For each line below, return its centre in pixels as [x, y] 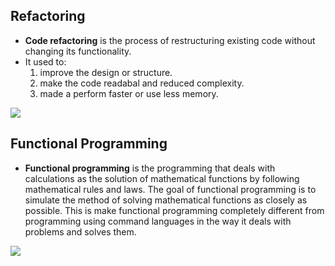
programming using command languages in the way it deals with [158, 221]
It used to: [45, 61]
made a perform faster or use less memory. [129, 93]
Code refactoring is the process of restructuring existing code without [170, 40]
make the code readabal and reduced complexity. [142, 83]
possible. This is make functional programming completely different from [174, 210]
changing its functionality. [78, 51]
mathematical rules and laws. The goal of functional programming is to [170, 189]
